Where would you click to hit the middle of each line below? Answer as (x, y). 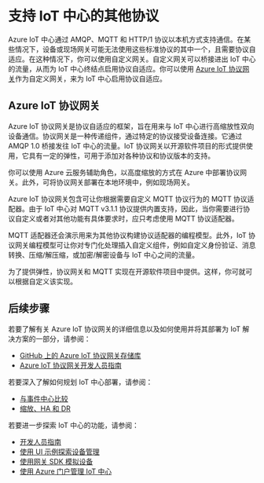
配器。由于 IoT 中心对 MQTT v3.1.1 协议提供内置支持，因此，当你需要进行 (126, 208)
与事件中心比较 (44, 398)
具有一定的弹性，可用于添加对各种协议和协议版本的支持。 (121, 156)
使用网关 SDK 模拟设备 (56, 461)
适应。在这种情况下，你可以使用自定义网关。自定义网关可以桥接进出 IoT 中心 (132, 59)
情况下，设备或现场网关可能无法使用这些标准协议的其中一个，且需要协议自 (135, 49)
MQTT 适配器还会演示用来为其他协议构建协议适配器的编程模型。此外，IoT (128, 235)
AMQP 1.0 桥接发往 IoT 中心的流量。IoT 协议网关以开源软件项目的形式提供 (127, 145)
